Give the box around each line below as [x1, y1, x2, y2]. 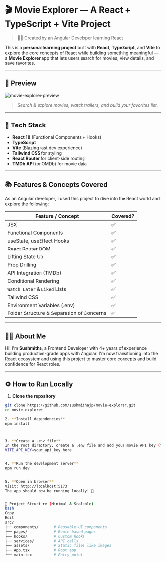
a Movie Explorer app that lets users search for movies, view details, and [5, 55, 154, 61]
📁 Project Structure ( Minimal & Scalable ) [5, 501, 94, 506]
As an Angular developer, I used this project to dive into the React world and [5, 196, 160, 202]
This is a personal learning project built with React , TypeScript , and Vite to [5, 44, 160, 50]
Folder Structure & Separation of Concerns [7, 310, 107, 317]
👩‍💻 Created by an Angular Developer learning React [17, 35, 123, 41]
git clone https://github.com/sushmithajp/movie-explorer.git [5, 403, 136, 408]
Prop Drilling [7, 261, 37, 268]
